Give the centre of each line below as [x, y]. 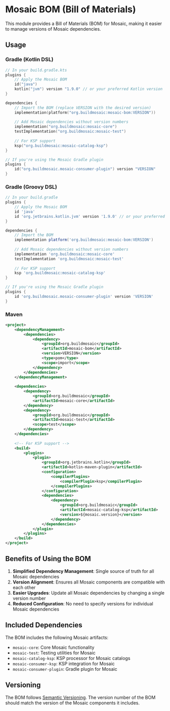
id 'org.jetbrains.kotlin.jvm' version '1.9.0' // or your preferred [90, 216]
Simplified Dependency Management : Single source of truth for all [83, 571]
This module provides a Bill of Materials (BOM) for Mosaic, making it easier [84, 23]
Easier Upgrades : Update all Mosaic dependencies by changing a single [89, 593]
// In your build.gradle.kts [36, 70]
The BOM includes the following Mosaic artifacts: [57, 637]
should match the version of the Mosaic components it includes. [73, 703]
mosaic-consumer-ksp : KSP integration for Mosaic [64, 664]
